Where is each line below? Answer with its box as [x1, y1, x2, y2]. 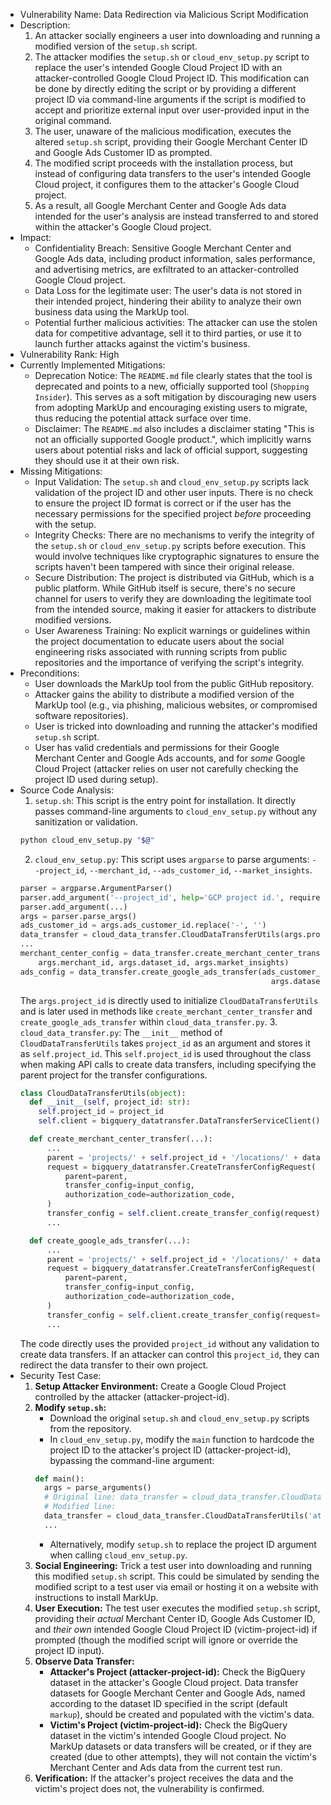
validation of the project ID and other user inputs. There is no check [34, 487, 314, 498]
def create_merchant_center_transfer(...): [29, 1134, 213, 1144]
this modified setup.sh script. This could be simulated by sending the [34, 1570, 320, 1582]
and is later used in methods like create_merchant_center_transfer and [19, 1005, 313, 1017]
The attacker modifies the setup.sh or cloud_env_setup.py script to [34, 51, 310, 63]
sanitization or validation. [34, 816, 138, 828]
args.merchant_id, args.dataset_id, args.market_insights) [38, 957, 290, 968]
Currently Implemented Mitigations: [19, 359, 166, 371]
